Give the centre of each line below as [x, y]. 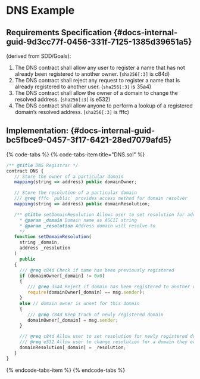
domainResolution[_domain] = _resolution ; [73, 348]
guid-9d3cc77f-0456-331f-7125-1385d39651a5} [99, 41]
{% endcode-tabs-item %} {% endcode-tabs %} [66, 370]
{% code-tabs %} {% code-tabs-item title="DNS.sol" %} [76, 154]
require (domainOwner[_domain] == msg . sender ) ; [86, 292]
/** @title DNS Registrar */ [42, 165]
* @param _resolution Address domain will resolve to [87, 226]
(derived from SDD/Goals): [39, 56]
